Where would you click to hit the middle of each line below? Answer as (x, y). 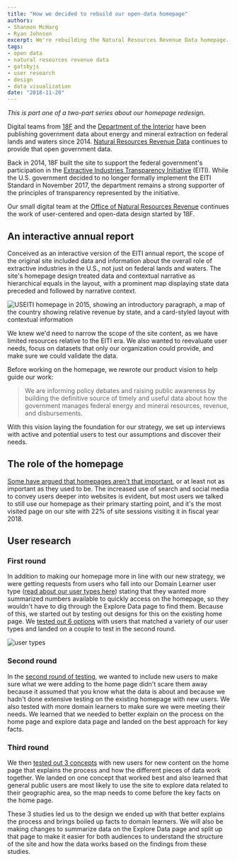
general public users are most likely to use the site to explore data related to (118, 785)
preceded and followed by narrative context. (72, 291)
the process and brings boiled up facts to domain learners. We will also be (115, 821)
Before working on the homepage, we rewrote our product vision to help (112, 369)
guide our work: (30, 377)
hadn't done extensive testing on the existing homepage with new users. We (118, 699)
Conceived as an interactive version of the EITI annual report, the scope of (116, 253)
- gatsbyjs (23, 66)
